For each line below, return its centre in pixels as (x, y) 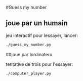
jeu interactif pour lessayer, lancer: (42, 35)
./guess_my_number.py (29, 45)
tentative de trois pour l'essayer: (39, 64)
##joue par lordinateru (29, 54)
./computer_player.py (29, 73)
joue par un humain (37, 23)
